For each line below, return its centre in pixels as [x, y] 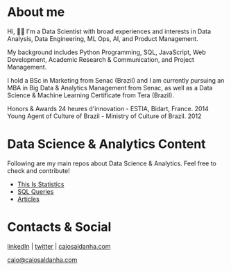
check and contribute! [39, 170]
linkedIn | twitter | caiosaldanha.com [59, 246]
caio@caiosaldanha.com [42, 260]
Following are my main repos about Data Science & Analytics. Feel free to [112, 163]
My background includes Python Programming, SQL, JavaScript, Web [106, 52]
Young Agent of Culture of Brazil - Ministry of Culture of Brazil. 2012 [104, 116]
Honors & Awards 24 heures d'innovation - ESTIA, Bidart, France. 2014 [108, 108]
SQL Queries [35, 191]
